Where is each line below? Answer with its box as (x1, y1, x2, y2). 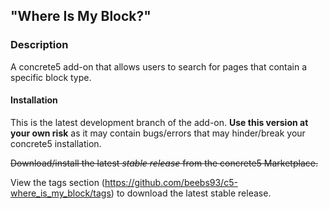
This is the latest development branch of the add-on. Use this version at (10, 116, 309, 128)
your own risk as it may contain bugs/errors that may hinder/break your (10, 127, 306, 139)
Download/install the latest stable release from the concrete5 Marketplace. (10, 157, 318, 169)
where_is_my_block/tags (10, 187, 112, 199)
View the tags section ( (10, 176, 105, 188)
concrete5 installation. (10, 137, 102, 149)
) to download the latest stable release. (110, 187, 272, 199)
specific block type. (10, 71, 92, 83)
